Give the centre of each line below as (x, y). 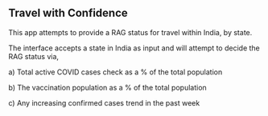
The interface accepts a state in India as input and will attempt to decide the (134, 48)
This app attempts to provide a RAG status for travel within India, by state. (130, 32)
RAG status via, (33, 56)
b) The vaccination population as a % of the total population (107, 87)
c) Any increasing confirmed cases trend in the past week (104, 102)
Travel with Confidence (68, 13)
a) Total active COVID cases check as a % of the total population (115, 72)
